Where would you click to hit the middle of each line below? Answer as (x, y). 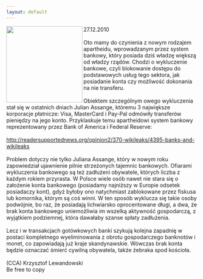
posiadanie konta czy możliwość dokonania (138, 81)
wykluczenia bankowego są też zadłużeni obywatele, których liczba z (93, 172)
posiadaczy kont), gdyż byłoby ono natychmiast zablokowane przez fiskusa (101, 191)
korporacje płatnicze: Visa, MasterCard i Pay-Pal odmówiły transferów (94, 114)
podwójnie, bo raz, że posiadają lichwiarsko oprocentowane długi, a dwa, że (102, 205)
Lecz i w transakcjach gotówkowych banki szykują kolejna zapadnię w (94, 230)
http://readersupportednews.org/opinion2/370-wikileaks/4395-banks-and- (101, 139)
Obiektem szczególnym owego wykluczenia (138, 101)
